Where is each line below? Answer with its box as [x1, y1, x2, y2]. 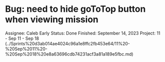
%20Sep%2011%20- [5, 46, 48, 52]
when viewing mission [5, 14, 99, 25]
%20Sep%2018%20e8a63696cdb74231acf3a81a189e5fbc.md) [5, 51, 134, 57]
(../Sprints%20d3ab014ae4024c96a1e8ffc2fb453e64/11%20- [5, 40, 131, 46]
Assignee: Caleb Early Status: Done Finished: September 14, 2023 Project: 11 [5, 30, 161, 36]
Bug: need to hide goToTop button [5, 3, 146, 15]
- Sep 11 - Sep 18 [5, 35, 39, 41]
